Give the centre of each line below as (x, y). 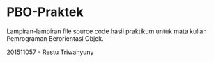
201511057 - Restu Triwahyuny (50, 52)
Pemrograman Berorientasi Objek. (55, 38)
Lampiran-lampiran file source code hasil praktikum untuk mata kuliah (107, 31)
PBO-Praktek (45, 12)
